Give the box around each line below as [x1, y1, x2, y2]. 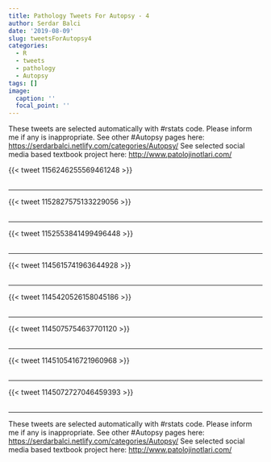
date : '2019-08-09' [8, 27, 74, 35]
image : [8, 86, 31, 95]
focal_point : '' [15, 102, 70, 110]
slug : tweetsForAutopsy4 [8, 34, 92, 43]
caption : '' [15, 94, 56, 102]
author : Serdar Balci [8, 19, 81, 27]
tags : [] [8, 79, 38, 87]
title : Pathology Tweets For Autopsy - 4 [8, 11, 150, 20]
